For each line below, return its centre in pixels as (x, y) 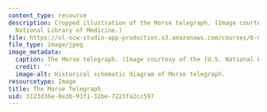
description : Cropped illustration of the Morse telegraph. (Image (122, 23)
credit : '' (33, 67)
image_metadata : (35, 52)
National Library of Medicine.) (69, 30)
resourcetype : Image (43, 81)
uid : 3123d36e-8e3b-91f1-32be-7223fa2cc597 (81, 96)
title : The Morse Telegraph (55, 89)
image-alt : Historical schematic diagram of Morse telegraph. (120, 74)
